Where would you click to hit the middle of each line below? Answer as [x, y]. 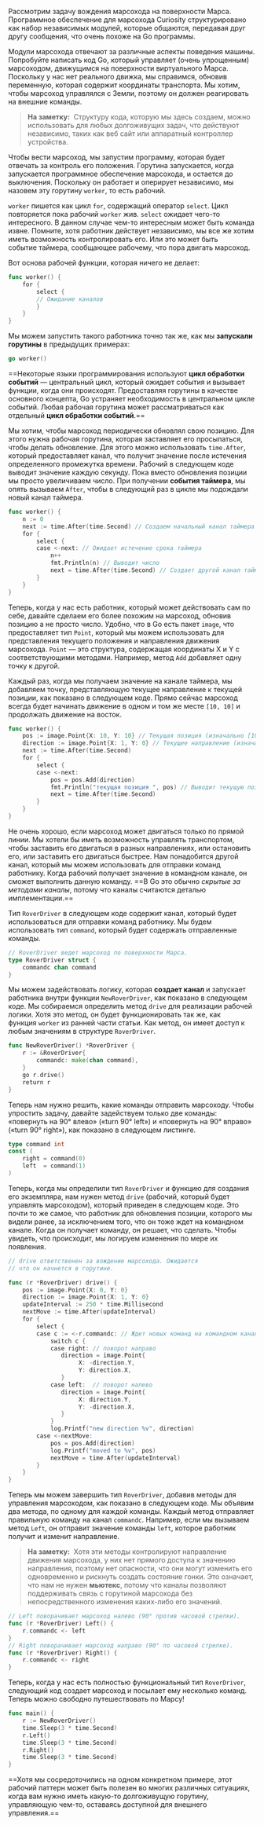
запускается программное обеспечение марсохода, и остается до [121, 174]
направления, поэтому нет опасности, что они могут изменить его [140, 1568]
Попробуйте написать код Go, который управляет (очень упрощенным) [129, 60]
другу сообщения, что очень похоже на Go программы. [102, 36]
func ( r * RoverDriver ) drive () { [63, 1283]
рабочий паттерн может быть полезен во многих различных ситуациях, [129, 1788]
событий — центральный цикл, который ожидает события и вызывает [127, 382]
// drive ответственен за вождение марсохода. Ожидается [103, 1261]
